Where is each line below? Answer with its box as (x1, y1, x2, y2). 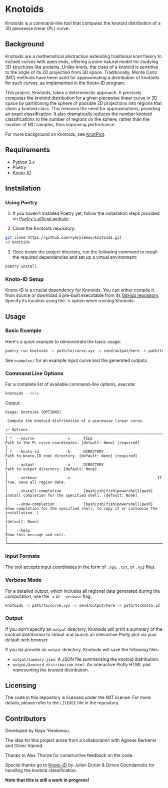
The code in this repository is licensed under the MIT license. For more (5, 694, 151, 700)
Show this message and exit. (5, 532, 66, 537)
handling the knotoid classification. (5, 767, 77, 773)
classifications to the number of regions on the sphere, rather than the (5, 116, 150, 122)
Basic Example (5, 327, 41, 334)
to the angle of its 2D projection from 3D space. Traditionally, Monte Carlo (5, 69, 157, 75)
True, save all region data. (5, 480, 66, 485)
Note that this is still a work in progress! (5, 777, 89, 783)
